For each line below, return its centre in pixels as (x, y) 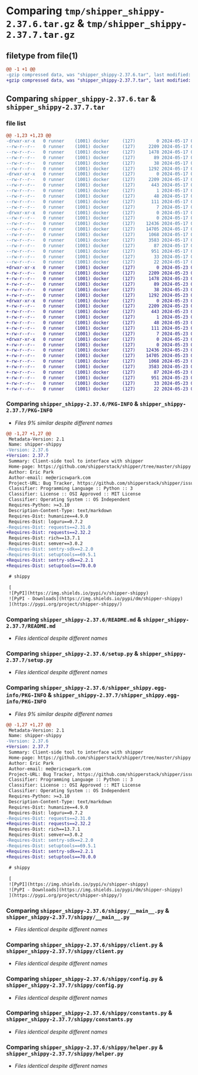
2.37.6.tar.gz (41, 25)
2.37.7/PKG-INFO (29, 411)
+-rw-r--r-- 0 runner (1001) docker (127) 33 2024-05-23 (97, 383)
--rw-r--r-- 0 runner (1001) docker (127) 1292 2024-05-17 (97, 169)
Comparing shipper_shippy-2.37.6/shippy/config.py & (85, 979)
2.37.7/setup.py (29, 660)
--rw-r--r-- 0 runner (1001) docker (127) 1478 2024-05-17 (97, 152)
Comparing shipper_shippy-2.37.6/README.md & (74, 619)
